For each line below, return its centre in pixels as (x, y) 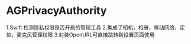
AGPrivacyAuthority (56, 11)
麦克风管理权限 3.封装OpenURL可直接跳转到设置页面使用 (85, 34)
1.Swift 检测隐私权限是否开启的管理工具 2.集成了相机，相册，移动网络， (93, 27)
